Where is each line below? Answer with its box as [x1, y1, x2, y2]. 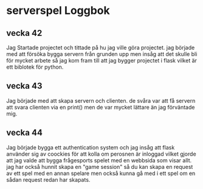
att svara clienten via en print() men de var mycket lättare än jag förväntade [6, 103, 195, 111]
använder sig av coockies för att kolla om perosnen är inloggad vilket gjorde [6, 150, 196, 157]
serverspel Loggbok [6, 4, 111, 18]
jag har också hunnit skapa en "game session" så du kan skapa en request [6, 163, 193, 170]
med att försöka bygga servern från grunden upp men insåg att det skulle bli [6, 50, 198, 58]
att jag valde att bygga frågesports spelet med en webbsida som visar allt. [6, 156, 192, 164]
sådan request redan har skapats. [6, 176, 91, 183]
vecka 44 [6, 128, 43, 138]
